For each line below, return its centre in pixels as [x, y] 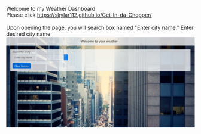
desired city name [28, 34]
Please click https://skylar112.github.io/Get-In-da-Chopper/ [79, 15]
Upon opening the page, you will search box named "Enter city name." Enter [100, 27]
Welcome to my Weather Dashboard [51, 9]
